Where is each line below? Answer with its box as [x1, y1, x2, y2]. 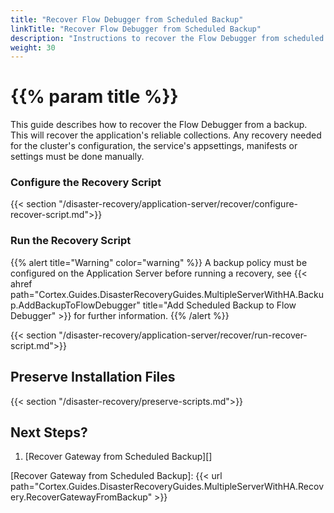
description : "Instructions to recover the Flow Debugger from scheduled [10, 33, 325, 43]
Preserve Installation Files [10, 369, 176, 386]
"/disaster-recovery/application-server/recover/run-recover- [58, 329, 308, 341]
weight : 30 [10, 42, 56, 53]
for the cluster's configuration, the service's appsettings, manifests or [10, 140, 298, 152]
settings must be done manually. [10, 151, 145, 163]
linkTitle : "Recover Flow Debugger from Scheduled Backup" [10, 24, 262, 34]
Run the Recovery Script [10, 234, 132, 248]
